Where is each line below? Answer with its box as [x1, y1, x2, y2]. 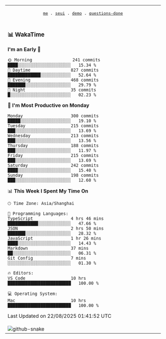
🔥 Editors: [7, 270, 34, 276]
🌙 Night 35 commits [7, 87, 96, 93]
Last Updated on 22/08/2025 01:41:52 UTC [7, 312, 112, 319]
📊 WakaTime [7, 31, 45, 39]
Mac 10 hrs [7, 297, 86, 303]
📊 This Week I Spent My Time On [7, 188, 88, 194]
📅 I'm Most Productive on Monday [7, 101, 90, 108]
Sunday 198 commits [7, 172, 99, 178]
